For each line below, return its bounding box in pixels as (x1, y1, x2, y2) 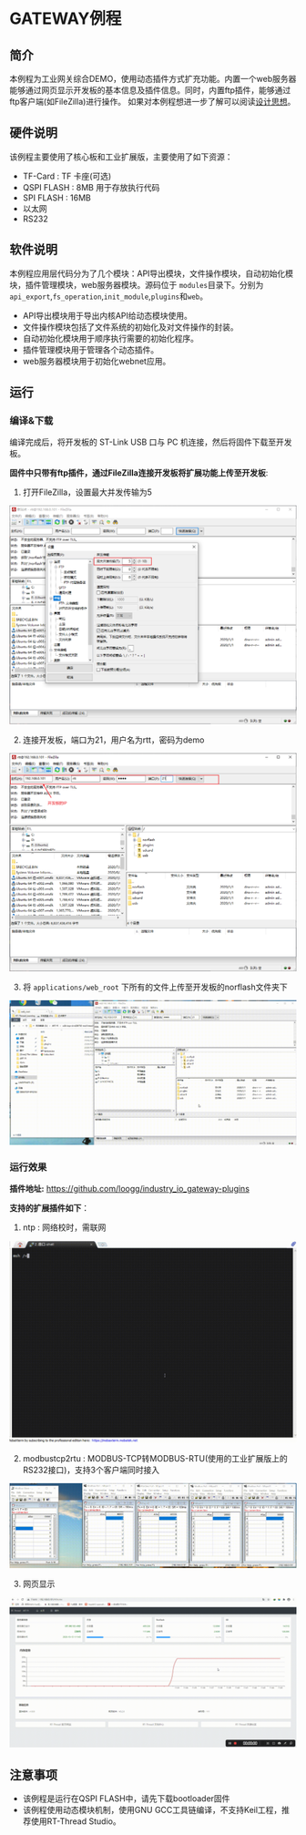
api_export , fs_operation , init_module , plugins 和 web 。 (9, 291, 208, 302)
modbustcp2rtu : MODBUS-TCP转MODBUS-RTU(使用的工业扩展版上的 (22, 1452, 289, 1463)
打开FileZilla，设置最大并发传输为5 (22, 487, 153, 497)
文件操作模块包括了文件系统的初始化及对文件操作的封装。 (22, 321, 239, 333)
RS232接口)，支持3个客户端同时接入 (22, 1464, 160, 1475)
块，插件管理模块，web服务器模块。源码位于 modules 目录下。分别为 (9, 279, 264, 290)
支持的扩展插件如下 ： (9, 1203, 89, 1214)
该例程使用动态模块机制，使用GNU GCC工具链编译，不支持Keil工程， (22, 1805, 282, 1816)
